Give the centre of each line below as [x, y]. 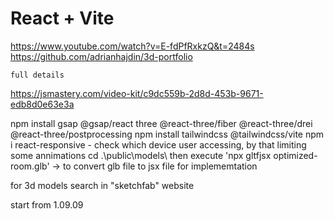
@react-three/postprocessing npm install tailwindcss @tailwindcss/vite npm [167, 134]
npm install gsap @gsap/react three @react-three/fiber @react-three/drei [161, 123]
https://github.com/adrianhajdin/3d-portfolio [101, 56]
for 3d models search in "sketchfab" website [102, 185]
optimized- [295, 155]
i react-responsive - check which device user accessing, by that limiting [158, 144]
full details [37, 75]
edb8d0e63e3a [42, 104]
